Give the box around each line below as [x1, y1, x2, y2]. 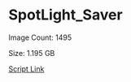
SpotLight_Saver [8, 6, 124, 24]
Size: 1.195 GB [8, 48, 55, 58]
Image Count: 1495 [8, 32, 72, 42]
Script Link [8, 63, 45, 74]
